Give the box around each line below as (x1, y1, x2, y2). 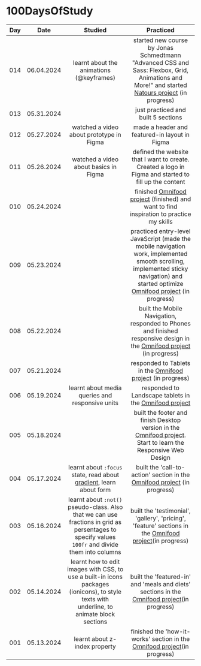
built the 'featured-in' (130, 572, 191, 581)
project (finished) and (130, 195, 191, 203)
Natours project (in (134, 88, 187, 97)
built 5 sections (139, 113, 182, 121)
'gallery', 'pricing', (135, 514, 187, 522)
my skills (148, 217, 173, 225)
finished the (130, 627, 165, 635)
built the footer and (133, 408, 187, 417)
